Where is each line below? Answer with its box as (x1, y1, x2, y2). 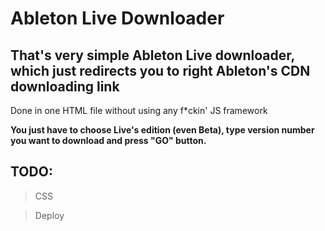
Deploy (34, 209, 65, 221)
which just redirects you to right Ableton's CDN (10, 62, 311, 79)
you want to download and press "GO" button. (10, 135, 207, 146)
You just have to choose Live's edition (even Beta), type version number (10, 124, 315, 136)
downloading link (10, 78, 120, 95)
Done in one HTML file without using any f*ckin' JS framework (10, 105, 268, 116)
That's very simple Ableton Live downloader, (10, 47, 295, 64)
